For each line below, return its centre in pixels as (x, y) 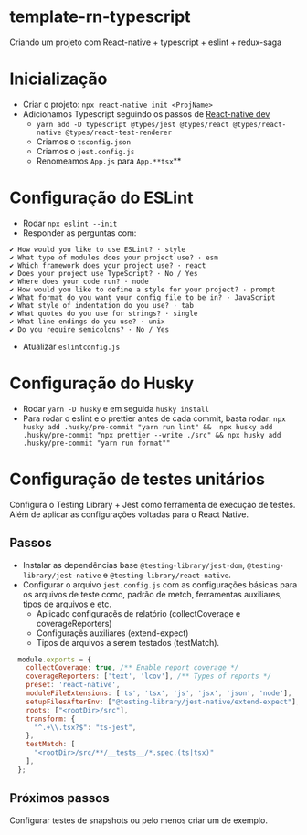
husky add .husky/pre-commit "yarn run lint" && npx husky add (148, 427)
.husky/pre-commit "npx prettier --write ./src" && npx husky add (152, 435)
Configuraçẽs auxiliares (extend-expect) (112, 633)
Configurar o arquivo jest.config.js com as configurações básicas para (160, 584)
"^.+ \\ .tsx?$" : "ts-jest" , (85, 727)
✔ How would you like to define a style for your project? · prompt (143, 290)
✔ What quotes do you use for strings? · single (104, 313)
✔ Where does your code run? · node (79, 281)
